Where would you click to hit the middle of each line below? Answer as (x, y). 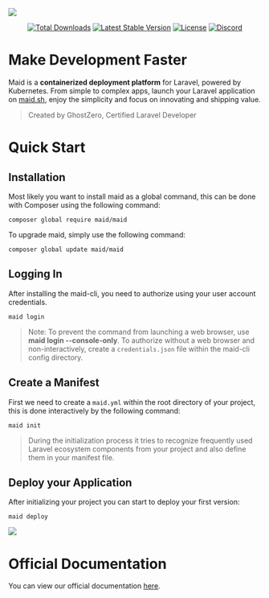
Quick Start (47, 148)
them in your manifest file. (71, 457)
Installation (37, 177)
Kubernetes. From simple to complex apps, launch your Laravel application (132, 91)
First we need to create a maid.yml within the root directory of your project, (132, 402)
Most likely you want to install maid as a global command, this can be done (132, 196)
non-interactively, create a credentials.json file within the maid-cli (139, 348)
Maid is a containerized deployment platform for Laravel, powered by (125, 82)
